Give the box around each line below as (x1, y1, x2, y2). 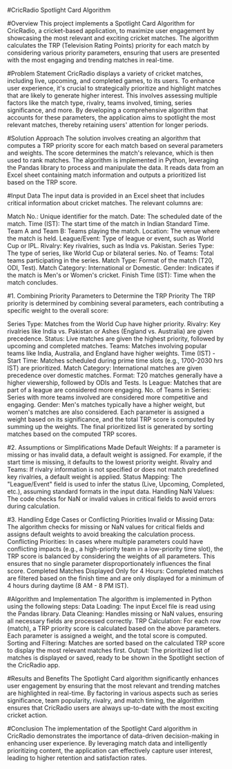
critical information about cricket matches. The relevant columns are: (7, 199, 204, 207)
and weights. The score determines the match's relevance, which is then (7, 149, 214, 157)
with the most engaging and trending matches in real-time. (7, 56, 174, 64)
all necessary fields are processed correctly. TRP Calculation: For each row (7, 617, 221, 625)
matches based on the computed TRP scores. (7, 430, 137, 438)
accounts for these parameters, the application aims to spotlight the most (7, 113, 216, 122)
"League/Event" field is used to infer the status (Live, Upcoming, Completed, (7, 480, 225, 488)
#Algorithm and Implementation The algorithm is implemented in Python (7, 595, 212, 603)
